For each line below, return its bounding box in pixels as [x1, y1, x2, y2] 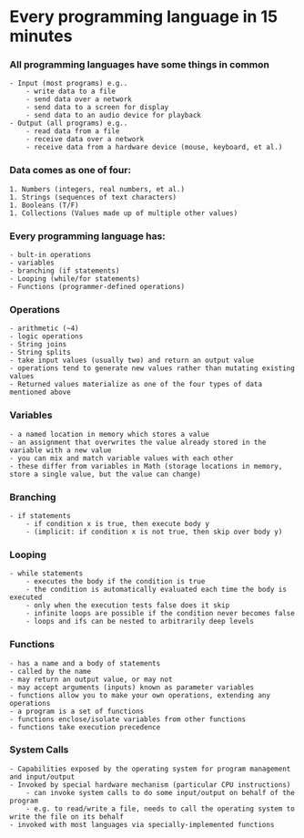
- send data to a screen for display [25, 103, 169, 112]
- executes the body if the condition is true [25, 577, 206, 586]
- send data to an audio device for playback [25, 111, 202, 120]
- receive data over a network [25, 135, 145, 144]
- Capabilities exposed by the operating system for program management [9, 764, 291, 773]
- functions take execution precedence [9, 722, 161, 731]
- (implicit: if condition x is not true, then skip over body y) [25, 527, 283, 536]
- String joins [9, 340, 67, 349]
